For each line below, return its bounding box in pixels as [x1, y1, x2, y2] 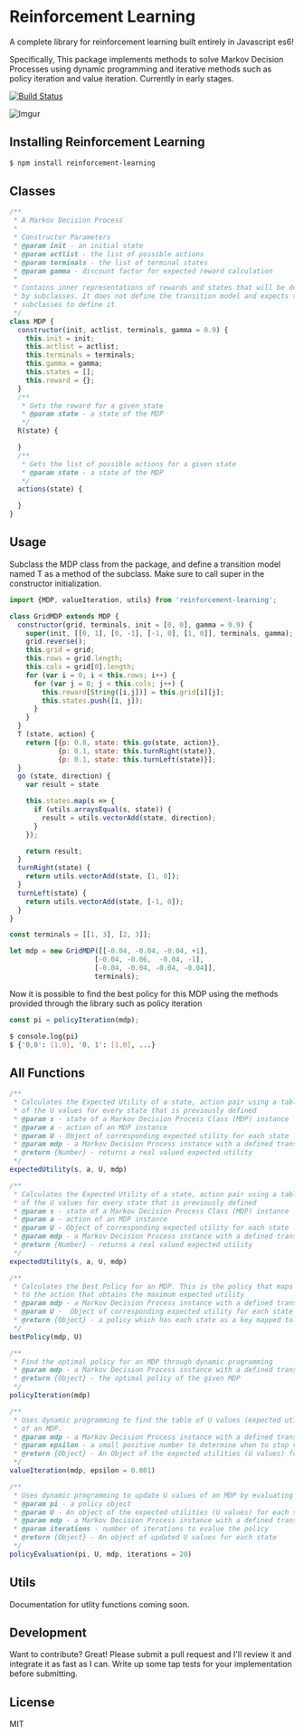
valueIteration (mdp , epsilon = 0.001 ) [9, 1466, 156, 1475]
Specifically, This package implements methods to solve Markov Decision [9, 53, 284, 64]
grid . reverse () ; [25, 637, 88, 647]
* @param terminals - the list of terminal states [13, 258, 208, 267]
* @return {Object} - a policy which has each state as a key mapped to [13, 1316, 294, 1325]
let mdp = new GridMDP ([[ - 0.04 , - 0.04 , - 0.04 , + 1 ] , [9, 946, 209, 956]
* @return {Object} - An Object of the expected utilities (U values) [13, 1449, 285, 1459]
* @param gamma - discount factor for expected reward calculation [13, 266, 273, 275]
